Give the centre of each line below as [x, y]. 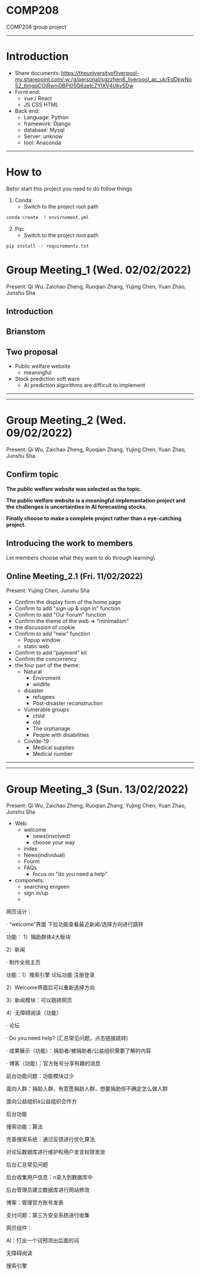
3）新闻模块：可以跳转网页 [39, 1000]
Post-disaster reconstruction [68, 704]
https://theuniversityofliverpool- [100, 73]
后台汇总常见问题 [27, 1165]
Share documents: [37, 73]
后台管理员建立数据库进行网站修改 [48, 1190]
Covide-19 [36, 741]
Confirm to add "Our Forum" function [60, 615]
